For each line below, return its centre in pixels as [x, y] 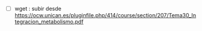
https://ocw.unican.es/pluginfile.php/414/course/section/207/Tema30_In [105, 15]
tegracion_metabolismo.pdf [49, 22]
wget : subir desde [38, 9]
